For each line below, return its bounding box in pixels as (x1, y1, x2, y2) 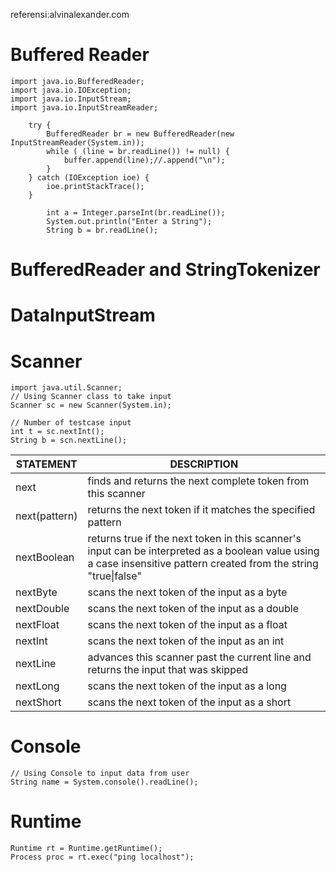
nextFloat (15, 618, 60, 632)
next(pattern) (15, 509, 78, 523)
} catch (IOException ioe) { (28, 172, 150, 183)
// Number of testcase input (10, 418, 132, 428)
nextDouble (15, 602, 70, 616)
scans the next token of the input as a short (87, 695, 292, 709)
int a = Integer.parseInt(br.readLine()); (46, 207, 226, 218)
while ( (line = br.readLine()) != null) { (46, 146, 230, 156)
